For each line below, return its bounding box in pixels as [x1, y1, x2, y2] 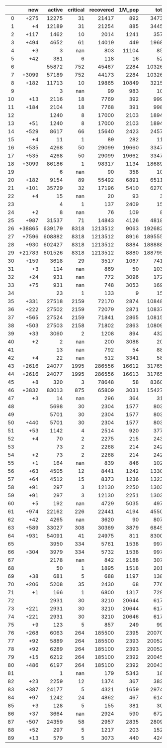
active [48, 6, 63, 13]
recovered [89, 6, 114, 13]
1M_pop [119, 6, 139, 13]
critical [68, 6, 84, 13]
